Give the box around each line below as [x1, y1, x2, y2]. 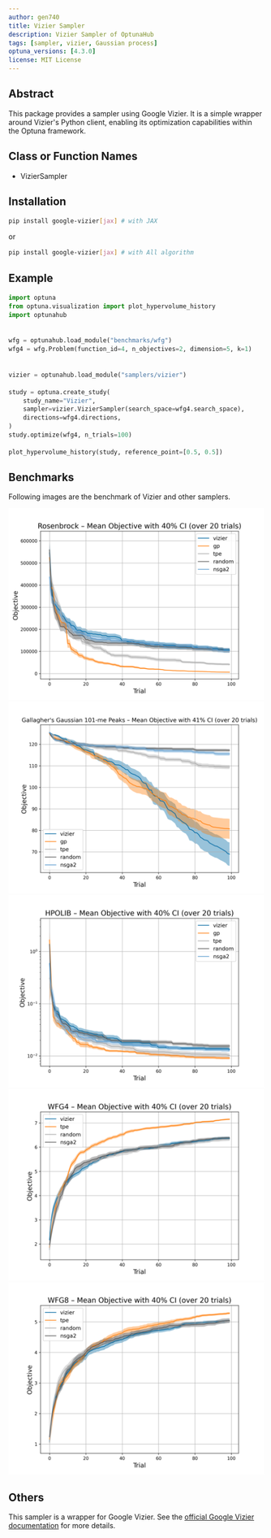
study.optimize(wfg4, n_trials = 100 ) [8, 431, 132, 439]
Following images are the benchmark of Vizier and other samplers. [8, 492, 231, 502]
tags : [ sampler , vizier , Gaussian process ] [8, 39, 158, 47]
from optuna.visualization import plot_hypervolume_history [8, 302, 217, 311]
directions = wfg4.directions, [23, 414, 122, 422]
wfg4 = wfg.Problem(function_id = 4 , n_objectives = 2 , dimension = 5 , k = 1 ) [8, 345, 252, 354]
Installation [8, 195, 67, 209]
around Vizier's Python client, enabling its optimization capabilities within [8, 117, 253, 127]
